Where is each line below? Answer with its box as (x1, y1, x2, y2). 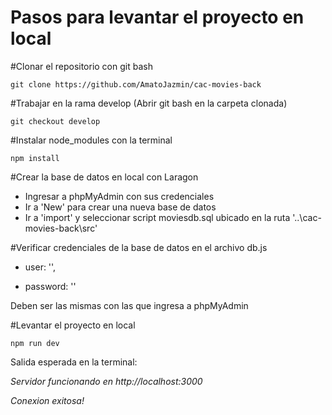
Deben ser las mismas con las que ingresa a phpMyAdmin (10, 299, 249, 311)
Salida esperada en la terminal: (10, 356, 138, 368)
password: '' (24, 280, 77, 292)
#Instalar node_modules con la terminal (10, 134, 173, 146)
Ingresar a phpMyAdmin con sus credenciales (24, 190, 215, 202)
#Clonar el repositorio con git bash (10, 60, 153, 72)
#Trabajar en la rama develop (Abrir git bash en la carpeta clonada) (10, 97, 288, 109)
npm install (10, 153, 60, 163)
